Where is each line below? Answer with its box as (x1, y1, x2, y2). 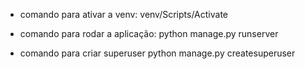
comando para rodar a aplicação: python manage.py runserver (19, 28, 279, 39)
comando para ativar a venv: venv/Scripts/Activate (19, 9, 229, 20)
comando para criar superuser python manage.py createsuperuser (19, 47, 296, 59)
